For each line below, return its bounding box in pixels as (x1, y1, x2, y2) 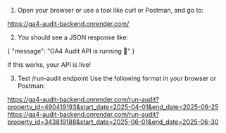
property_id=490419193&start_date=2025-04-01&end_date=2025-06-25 (7, 103, 219, 111)
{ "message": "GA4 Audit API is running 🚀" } (7, 47, 135, 55)
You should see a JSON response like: (17, 33, 129, 42)
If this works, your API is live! (7, 61, 92, 69)
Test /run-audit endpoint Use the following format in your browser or (17, 74, 217, 82)
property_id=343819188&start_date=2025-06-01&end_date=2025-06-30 (7, 118, 219, 126)
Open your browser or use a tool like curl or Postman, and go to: (17, 6, 204, 14)
